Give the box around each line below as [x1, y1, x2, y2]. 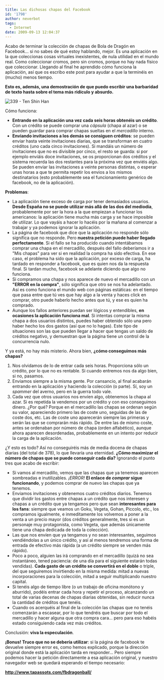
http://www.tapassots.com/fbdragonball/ [5, 669, 92, 675]
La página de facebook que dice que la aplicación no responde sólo [12, 230, 149, 235]
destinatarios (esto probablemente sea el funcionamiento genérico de [12, 174, 153, 180]
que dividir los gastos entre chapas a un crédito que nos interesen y [12, 496, 149, 501]
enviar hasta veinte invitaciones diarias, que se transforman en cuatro [12, 138, 153, 144]
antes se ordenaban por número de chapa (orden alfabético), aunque [12, 425, 152, 431]
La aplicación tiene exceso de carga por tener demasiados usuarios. [12, 199, 150, 204]
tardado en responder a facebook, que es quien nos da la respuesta [12, 261, 149, 267]
